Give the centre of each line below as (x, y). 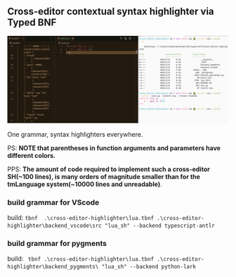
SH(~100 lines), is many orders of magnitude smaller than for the (104, 176)
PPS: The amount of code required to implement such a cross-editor (109, 169)
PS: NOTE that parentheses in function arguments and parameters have (114, 148)
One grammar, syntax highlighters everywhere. (75, 134)
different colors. (32, 155)
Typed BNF (32, 23)
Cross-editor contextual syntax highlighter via (111, 12)
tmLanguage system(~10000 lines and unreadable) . (85, 184)
